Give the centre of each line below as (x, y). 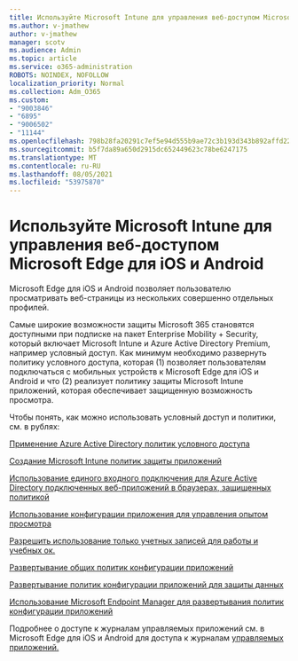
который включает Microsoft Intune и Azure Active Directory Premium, (140, 343)
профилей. (29, 308)
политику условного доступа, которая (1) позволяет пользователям (137, 362)
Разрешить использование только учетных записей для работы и (134, 541)
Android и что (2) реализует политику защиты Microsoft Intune (126, 382)
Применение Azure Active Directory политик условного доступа (129, 444)
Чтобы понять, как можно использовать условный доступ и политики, (143, 417)
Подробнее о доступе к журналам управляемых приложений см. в (137, 629)
